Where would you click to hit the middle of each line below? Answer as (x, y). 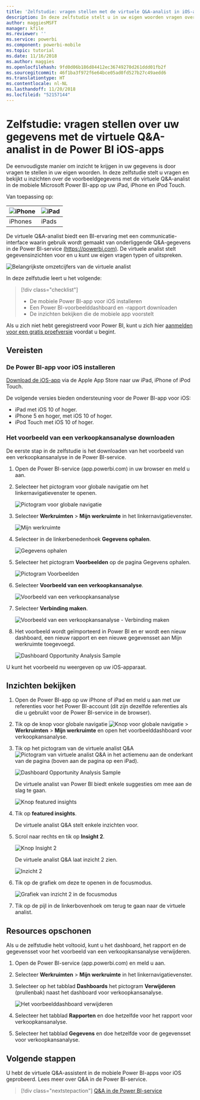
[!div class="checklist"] (49, 289)
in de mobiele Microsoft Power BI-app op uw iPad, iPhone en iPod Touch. (96, 185)
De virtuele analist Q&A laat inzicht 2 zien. (66, 860)
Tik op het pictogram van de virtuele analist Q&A (74, 749)
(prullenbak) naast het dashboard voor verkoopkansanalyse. (89, 993)
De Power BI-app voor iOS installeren (61, 367)
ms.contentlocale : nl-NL (37, 84)
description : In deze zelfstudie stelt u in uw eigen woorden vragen (94, 17)
